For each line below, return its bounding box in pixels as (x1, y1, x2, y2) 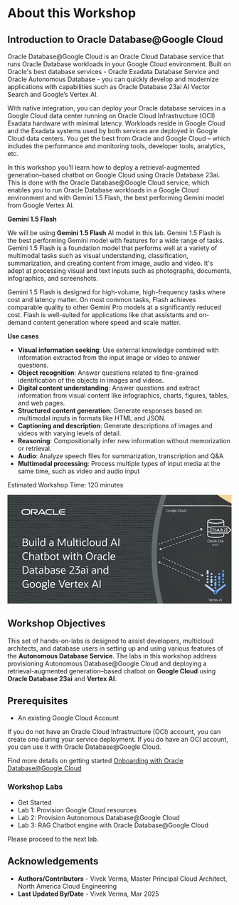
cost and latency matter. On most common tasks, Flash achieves (7, 296, 196, 304)
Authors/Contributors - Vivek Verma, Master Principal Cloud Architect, (17, 874, 228, 883)
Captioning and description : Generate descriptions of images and (17, 422, 213, 430)
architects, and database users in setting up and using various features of (7, 643, 224, 653)
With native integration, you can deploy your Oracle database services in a (7, 104, 226, 112)
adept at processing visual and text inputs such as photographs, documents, (7, 267, 232, 275)
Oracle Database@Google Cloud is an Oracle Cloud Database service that (7, 52, 224, 61)
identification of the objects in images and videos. (17, 376, 164, 384)
